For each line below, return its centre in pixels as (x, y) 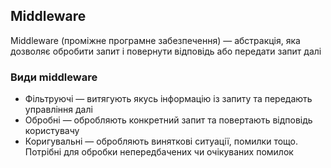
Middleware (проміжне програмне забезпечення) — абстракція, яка (155, 40)
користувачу (52, 131)
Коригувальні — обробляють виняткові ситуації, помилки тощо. (161, 141)
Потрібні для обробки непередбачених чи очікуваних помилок (159, 152)
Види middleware (54, 77)
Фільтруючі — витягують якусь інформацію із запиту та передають (168, 99)
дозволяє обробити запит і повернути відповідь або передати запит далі (166, 51)
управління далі (58, 110)
